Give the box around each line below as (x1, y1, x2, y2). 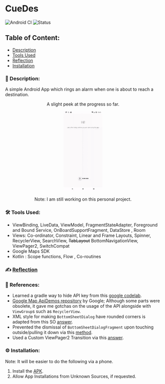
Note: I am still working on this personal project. (34, 196, 132, 202)
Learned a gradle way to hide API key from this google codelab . (12, 293, 142, 299)
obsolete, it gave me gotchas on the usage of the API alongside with (12, 303, 151, 309)
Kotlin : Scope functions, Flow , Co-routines (12, 254, 101, 260)
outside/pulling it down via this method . (12, 329, 93, 335)
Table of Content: (5, 34, 60, 42)
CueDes (5, 3, 39, 14)
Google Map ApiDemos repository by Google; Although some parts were (12, 298, 160, 304)
